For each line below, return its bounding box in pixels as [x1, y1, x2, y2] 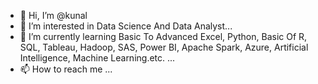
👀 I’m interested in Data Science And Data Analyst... [19, 20, 233, 32]
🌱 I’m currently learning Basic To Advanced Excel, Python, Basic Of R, [19, 31, 308, 42]
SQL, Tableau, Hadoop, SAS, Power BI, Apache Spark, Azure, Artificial [19, 41, 309, 53]
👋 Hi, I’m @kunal [19, 10, 88, 21]
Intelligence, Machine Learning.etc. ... [19, 52, 176, 64]
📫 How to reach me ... [19, 63, 113, 75]
